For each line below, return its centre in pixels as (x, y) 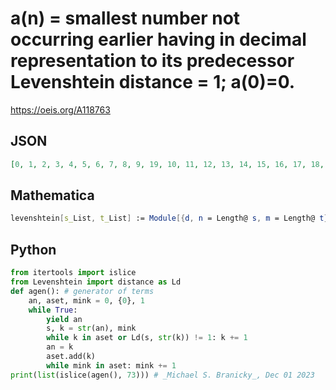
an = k (60, 347)
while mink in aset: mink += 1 (111, 365)
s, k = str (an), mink (91, 328)
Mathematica (52, 195)
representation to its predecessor (152, 61)
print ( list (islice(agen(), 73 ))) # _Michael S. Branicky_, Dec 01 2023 (162, 375)
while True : (53, 310)
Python (33, 249)
